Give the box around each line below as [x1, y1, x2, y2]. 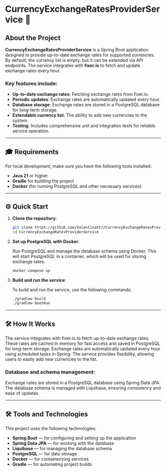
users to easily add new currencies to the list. [5, 356, 98, 362]
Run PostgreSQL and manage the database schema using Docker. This [12, 248, 157, 254]
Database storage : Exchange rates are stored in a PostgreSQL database [12, 102, 160, 108]
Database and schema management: [5, 369, 95, 376]
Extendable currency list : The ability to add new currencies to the [12, 112, 147, 118]
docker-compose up [12, 268, 50, 273]
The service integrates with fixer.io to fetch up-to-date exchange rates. [5, 335, 150, 342]
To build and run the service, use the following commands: [12, 287, 132, 293]
